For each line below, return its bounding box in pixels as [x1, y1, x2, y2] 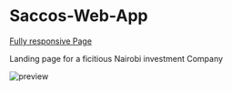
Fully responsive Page [9, 35, 93, 46]
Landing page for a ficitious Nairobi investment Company [9, 53, 224, 64]
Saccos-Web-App [9, 5, 148, 26]
